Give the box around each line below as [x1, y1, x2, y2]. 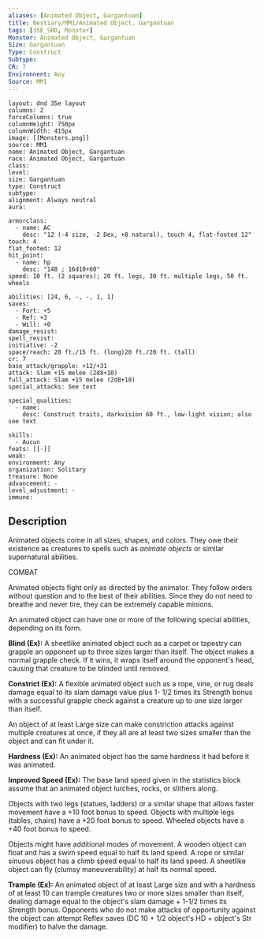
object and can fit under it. [8, 736, 95, 746]
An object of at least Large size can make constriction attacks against [8, 719, 234, 729]
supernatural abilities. [8, 552, 79, 562]
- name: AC [15, 223, 51, 231]
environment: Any [8, 459, 65, 467]
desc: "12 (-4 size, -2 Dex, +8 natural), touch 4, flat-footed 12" [22, 231, 252, 239]
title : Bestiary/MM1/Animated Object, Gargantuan [8, 19, 175, 27]
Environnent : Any [8, 70, 65, 78]
